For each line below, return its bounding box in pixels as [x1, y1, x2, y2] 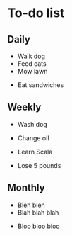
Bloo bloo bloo [17, 222, 60, 230]
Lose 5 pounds [17, 161, 61, 169]
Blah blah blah [17, 208, 59, 217]
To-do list [7, 5, 65, 21]
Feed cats [17, 60, 47, 68]
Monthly [7, 182, 45, 194]
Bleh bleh [17, 201, 46, 209]
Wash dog [17, 120, 47, 128]
